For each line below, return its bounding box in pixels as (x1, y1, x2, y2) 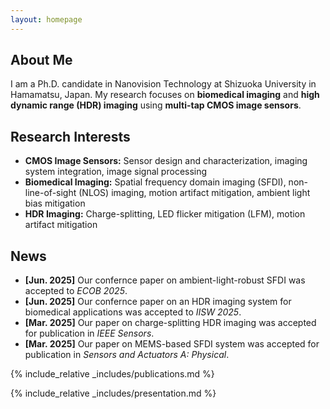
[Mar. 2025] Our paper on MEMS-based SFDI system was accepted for (24, 338, 320, 350)
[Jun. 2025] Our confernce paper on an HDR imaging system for (24, 296, 292, 308)
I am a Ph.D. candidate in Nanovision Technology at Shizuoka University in (10, 78, 317, 90)
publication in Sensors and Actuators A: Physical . (24, 349, 230, 361)
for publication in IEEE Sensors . (24, 327, 155, 340)
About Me (10, 52, 73, 69)
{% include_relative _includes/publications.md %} (10, 368, 215, 380)
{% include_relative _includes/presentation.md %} (10, 387, 217, 400)
